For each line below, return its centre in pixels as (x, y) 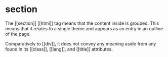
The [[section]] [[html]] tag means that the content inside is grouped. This (82, 23)
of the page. (18, 34)
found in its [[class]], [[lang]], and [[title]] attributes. (59, 49)
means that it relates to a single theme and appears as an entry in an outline (84, 28)
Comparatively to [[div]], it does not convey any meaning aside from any (81, 43)
